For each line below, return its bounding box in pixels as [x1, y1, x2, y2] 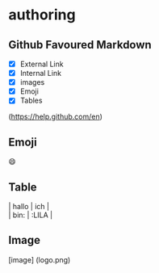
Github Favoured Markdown [8, 38, 152, 52]
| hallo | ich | [8, 201, 50, 211]
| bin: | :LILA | [8, 210, 53, 220]
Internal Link [19, 69, 62, 78]
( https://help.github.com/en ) [8, 111, 103, 122]
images [19, 78, 45, 87]
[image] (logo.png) [8, 254, 71, 264]
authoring [8, 6, 76, 24]
